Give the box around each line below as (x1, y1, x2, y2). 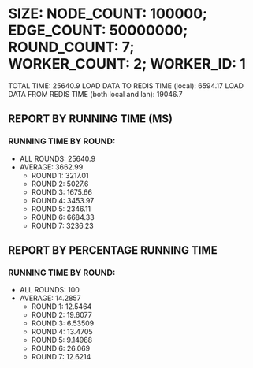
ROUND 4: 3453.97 (31, 195, 95, 205)
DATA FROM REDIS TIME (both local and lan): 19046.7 (8, 89, 183, 99)
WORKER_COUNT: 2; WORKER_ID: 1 (8, 55, 246, 73)
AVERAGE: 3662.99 (19, 162, 84, 172)
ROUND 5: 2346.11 (31, 204, 91, 214)
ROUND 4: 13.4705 (31, 327, 93, 336)
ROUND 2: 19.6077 (31, 310, 92, 320)
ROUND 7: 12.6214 (31, 352, 91, 362)
